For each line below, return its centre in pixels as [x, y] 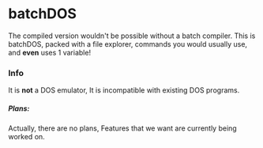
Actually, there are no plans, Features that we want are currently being [122, 128]
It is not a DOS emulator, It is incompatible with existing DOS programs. [124, 90]
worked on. [26, 137]
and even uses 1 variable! [50, 52]
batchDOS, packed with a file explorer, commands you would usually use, [128, 44]
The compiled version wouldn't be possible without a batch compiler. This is [132, 36]
